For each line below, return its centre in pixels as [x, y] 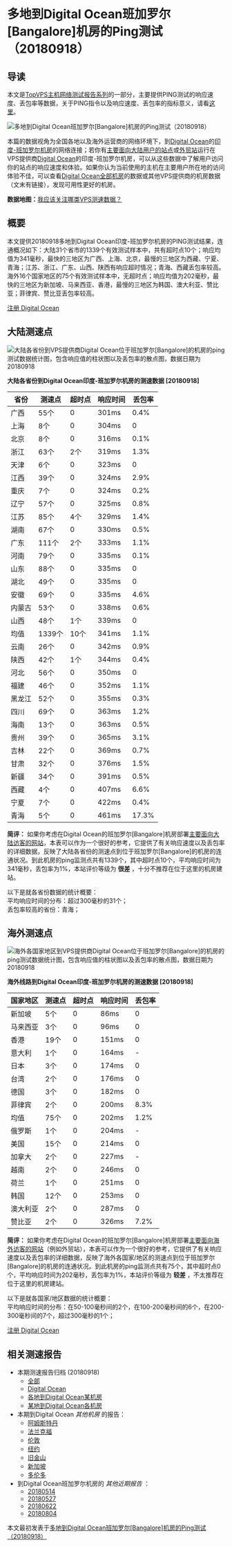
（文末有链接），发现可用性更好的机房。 [63, 185]
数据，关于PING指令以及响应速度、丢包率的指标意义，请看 [126, 103]
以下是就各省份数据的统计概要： [52, 892]
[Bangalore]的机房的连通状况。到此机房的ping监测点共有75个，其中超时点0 [114, 1266]
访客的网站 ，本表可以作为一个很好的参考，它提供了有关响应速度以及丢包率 [119, 842]
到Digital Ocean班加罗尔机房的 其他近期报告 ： [84, 1484]
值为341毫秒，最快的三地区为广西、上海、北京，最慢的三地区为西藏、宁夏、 [115, 258]
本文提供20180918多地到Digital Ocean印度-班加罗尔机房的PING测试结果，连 [115, 241]
